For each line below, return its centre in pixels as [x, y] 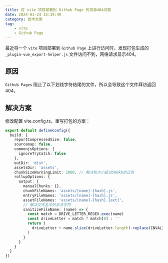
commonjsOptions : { [34, 149]
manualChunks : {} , [42, 186]
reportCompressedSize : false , [46, 140]
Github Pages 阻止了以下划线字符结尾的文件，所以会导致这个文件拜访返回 [80, 84]
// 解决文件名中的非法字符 [47, 205]
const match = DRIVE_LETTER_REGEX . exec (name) [75, 214]
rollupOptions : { [32, 177]
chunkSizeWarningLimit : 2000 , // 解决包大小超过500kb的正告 [74, 172]
